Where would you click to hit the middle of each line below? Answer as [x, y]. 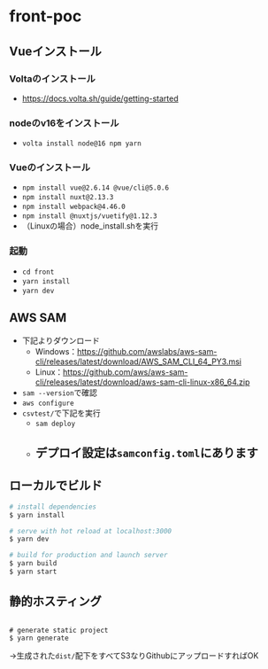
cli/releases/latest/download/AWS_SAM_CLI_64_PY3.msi [138, 362]
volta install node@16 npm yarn [81, 144]
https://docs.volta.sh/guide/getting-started [100, 98]
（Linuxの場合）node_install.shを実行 [90, 226]
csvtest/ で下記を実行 [61, 413]
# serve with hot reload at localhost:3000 [91, 531]
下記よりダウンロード [61, 340]
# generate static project [59, 630]
